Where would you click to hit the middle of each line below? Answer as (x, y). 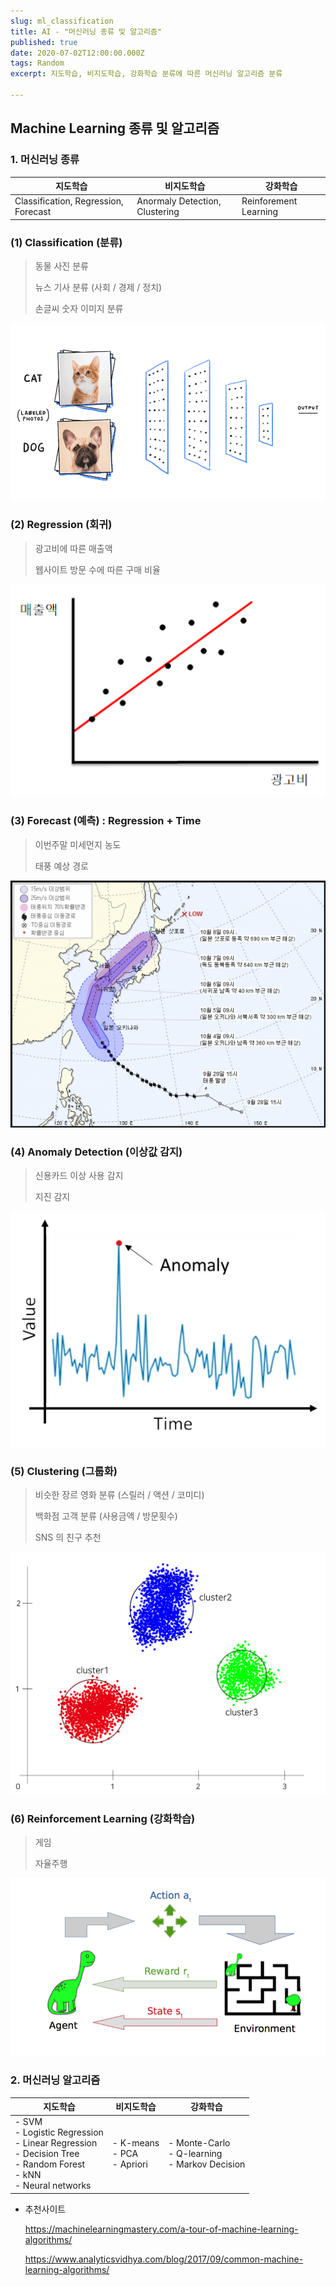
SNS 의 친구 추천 (68, 1537)
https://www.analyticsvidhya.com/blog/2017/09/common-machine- (164, 2259)
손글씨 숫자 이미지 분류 (79, 309)
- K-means (135, 2143)
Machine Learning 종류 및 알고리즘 (115, 128)
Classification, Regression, (69, 201)
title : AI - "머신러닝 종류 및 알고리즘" (86, 31)
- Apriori (129, 2164)
